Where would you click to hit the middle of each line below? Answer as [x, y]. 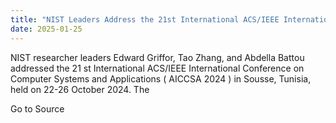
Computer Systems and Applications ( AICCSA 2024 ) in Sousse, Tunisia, [161, 78]
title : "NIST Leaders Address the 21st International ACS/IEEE [145, 19]
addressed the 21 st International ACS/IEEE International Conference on [157, 68]
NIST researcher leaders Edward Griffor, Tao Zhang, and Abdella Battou [157, 57]
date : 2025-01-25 [46, 29]
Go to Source [37, 108]
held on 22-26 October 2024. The [80, 89]
